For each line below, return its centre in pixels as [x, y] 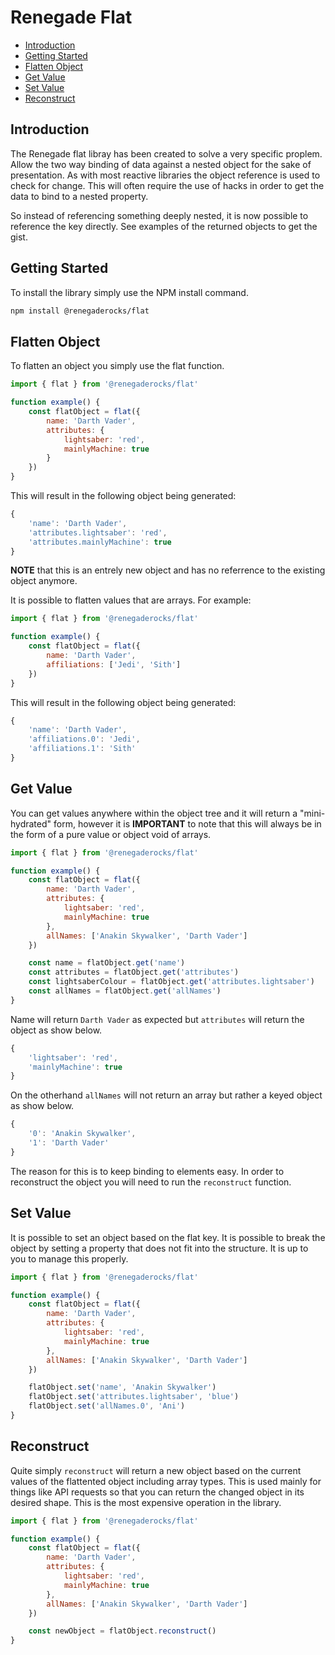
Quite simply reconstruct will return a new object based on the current [156, 1470]
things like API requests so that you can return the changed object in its [157, 1492]
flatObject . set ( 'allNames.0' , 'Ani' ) [107, 1406]
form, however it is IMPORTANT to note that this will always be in [187, 823]
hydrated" [31, 823]
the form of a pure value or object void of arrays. [111, 834]
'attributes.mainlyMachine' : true [100, 542]
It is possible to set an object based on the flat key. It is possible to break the [168, 1237]
